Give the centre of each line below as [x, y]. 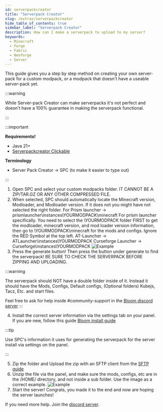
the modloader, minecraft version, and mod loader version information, [83, 226]
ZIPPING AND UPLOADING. [40, 262]
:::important [17, 127]
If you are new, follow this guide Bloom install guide [64, 320]
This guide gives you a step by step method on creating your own [71, 73]
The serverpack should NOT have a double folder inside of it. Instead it [77, 281]
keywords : [15, 37]
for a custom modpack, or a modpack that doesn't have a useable [83, 79]
